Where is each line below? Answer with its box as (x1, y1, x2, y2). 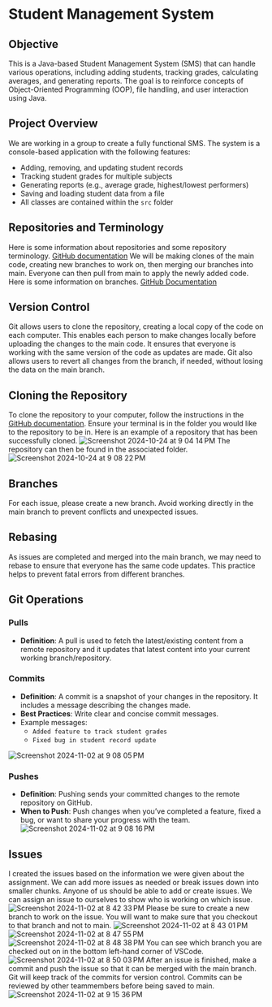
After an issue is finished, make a (145, 955, 257, 965)
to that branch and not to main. (8, 920, 112, 930)
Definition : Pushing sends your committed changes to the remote (19, 789, 240, 799)
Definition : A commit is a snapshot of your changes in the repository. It (19, 691, 258, 701)
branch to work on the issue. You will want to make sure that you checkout (8, 911, 258, 922)
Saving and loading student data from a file (19, 188, 165, 198)
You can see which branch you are (145, 937, 262, 947)
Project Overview (8, 117, 98, 131)
